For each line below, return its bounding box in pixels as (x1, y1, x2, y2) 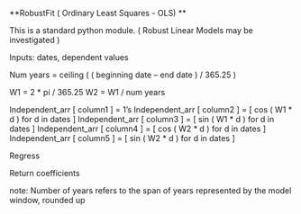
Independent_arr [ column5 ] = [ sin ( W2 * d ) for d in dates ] (9, 133, 236, 143)
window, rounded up (9, 195, 86, 205)
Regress (9, 150, 41, 161)
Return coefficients (9, 168, 80, 178)
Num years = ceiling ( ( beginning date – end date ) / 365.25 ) (9, 69, 237, 80)
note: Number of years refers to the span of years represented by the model (9, 185, 292, 196)
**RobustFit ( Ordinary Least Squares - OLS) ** (9, 8, 187, 18)
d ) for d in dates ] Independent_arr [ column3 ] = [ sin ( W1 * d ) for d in (9, 114, 275, 124)
